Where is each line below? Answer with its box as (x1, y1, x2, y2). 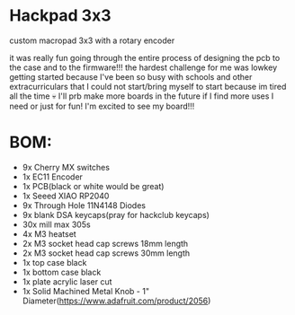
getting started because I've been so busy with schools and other (9, 71, 253, 82)
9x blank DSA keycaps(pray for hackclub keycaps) (22, 209, 210, 220)
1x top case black (22, 257, 87, 267)
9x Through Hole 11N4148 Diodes (22, 199, 147, 211)
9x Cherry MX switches (22, 162, 111, 172)
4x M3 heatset (22, 228, 76, 239)
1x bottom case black (22, 267, 102, 277)
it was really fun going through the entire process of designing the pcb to (9, 52, 281, 63)
